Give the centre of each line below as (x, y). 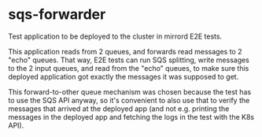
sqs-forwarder (57, 15)
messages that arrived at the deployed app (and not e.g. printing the (119, 109)
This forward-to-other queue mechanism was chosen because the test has (130, 91)
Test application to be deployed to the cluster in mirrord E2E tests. (115, 36)
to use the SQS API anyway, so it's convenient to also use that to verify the (129, 100)
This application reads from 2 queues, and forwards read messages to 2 (125, 51)
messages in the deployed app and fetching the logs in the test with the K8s (131, 117)
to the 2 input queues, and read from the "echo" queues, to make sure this (129, 68)
